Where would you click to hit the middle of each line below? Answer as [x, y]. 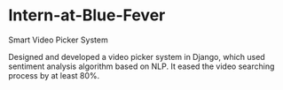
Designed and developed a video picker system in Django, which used [137, 56]
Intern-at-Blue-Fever [87, 15]
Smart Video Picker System [58, 40]
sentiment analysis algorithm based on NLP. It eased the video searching [141, 66]
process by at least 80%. [54, 75]
